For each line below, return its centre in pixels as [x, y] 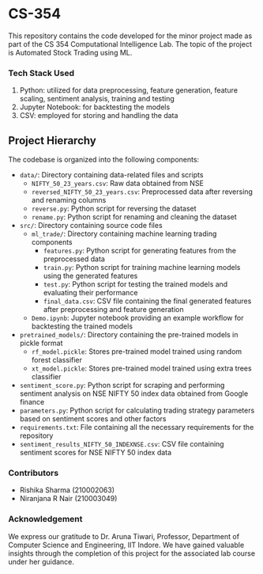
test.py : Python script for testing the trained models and [135, 284]
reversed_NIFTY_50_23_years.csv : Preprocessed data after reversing [142, 192]
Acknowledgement [45, 519]
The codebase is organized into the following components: [104, 160]
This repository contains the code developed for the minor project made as [130, 36]
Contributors [34, 473]
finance [32, 402]
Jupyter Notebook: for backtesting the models [95, 107]
